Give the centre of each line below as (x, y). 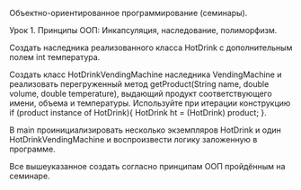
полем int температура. (55, 57)
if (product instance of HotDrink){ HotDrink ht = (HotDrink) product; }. (138, 112)
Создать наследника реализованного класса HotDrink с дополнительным (151, 47)
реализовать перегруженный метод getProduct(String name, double (139, 84)
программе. (32, 149)
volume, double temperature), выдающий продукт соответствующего (141, 94)
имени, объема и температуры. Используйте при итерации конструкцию (150, 103)
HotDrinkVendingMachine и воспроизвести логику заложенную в (133, 139)
